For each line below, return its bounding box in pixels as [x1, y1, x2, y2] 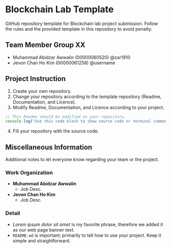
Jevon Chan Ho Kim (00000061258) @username [12, 60, 116, 66]
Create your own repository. [12, 88, 72, 94]
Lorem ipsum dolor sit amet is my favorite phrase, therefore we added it [12, 221, 163, 228]
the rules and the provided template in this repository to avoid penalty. [5, 26, 153, 32]
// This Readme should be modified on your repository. [5, 114, 126, 119]
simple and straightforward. [12, 237, 71, 243]
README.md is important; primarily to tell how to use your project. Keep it [12, 232, 161, 238]
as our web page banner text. [12, 227, 75, 233]
